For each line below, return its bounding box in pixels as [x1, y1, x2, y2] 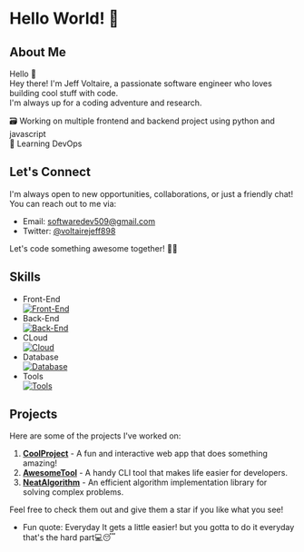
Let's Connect [9, 164, 91, 180]
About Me [9, 44, 66, 60]
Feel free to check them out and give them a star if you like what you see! [9, 504, 284, 516]
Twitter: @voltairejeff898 [22, 225, 116, 236]
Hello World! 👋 [9, 8, 120, 29]
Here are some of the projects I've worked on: [9, 430, 181, 441]
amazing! [22, 458, 57, 468]
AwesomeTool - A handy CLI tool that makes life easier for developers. [22, 468, 289, 478]
